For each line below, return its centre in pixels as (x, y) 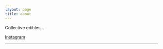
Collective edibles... (25, 27)
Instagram (15, 37)
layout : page (18, 9)
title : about (18, 14)
